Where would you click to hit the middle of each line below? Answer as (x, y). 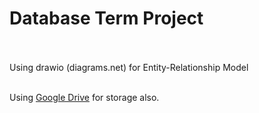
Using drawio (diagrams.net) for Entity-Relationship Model (129, 67)
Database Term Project (106, 18)
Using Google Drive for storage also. (84, 97)
